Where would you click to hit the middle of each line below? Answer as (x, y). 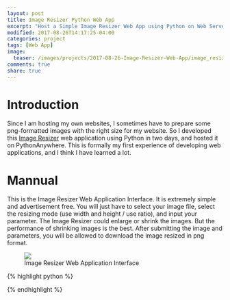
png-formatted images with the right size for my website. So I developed (109, 131)
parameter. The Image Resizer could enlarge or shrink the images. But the (111, 221)
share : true (24, 71)
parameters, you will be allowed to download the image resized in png (106, 236)
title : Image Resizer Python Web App (61, 20)
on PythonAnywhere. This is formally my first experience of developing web (114, 145)
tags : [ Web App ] (30, 45)
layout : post (26, 13)
